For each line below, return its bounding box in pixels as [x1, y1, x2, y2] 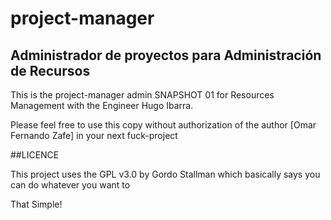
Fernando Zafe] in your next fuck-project [10, 130, 178, 141]
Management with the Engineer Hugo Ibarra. [10, 100, 194, 111]
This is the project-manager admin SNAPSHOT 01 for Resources [10, 89, 275, 101]
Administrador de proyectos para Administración [10, 47, 322, 64]
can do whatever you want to [10, 179, 131, 191]
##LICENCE [10, 149, 60, 161]
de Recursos [10, 62, 91, 79]
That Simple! [10, 198, 63, 210]
